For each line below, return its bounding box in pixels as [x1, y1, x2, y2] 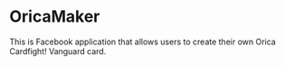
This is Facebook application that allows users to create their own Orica [9, 36, 276, 47]
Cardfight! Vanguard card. [9, 45, 107, 56]
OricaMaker [9, 6, 100, 27]
